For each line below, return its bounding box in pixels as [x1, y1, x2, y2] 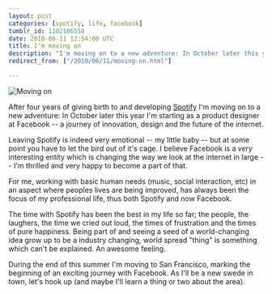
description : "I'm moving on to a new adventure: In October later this [8, 49, 259, 58]
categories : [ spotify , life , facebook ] [8, 19, 143, 28]
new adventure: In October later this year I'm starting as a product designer [8, 110, 260, 120]
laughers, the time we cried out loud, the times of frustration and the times [8, 218, 257, 228]
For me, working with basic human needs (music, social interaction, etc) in [8, 176, 257, 186]
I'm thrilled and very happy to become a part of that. [13, 160, 188, 170]
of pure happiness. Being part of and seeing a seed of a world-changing [8, 226, 249, 236]
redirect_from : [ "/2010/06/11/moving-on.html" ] [8, 58, 172, 66]
